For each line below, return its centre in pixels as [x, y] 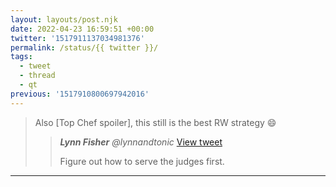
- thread [37, 76]
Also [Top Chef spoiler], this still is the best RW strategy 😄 [155, 122]
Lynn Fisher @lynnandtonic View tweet [141, 142]
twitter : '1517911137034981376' [77, 38]
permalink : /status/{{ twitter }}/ [84, 47]
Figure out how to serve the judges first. [142, 161]
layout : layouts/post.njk [64, 19]
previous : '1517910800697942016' [80, 94]
